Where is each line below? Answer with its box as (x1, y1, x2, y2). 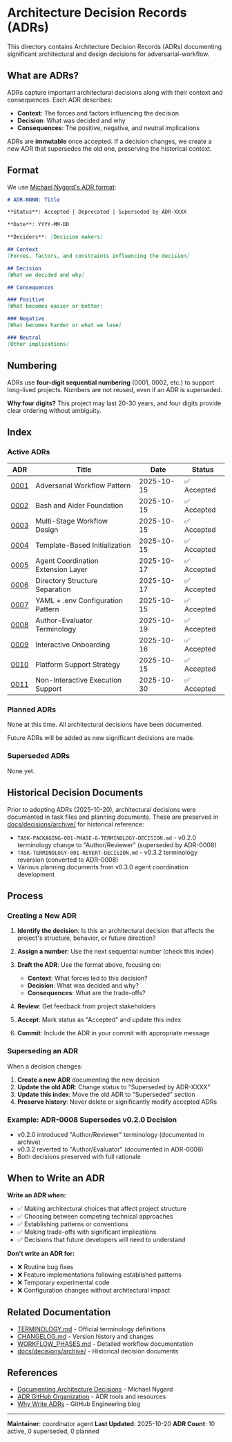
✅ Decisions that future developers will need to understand (17, 1235, 186, 1244)
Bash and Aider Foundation (35, 501, 124, 510)
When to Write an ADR (7, 1172, 106, 1184)
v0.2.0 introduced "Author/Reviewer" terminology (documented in (17, 1130, 205, 1138)
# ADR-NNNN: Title (7, 196, 60, 203)
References (7, 1367, 58, 1378)
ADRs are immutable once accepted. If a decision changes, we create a (7, 137, 212, 145)
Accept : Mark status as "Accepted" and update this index (17, 1015, 182, 1024)
